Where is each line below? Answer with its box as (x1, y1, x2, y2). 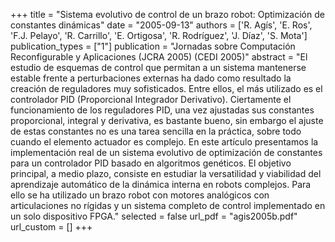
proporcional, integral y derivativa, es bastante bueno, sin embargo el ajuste (10, 115, 324, 126)
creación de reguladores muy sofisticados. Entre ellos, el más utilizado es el (10, 83, 323, 94)
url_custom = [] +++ (10, 221, 93, 233)
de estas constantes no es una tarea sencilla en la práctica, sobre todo (10, 125, 302, 137)
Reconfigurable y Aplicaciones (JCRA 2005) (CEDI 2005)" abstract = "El (10, 51, 308, 63)
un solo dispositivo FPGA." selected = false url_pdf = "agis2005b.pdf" (10, 210, 298, 222)
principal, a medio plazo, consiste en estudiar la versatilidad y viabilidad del (10, 168, 322, 179)
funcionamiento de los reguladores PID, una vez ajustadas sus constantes (10, 104, 315, 116)
